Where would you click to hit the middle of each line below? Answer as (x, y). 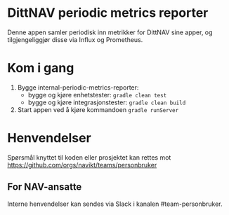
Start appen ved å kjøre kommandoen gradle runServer (98, 109)
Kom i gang (41, 68)
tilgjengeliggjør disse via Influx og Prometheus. (75, 39)
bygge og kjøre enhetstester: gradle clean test (97, 95)
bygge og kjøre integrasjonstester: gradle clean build (107, 102)
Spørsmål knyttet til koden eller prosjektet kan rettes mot (89, 157)
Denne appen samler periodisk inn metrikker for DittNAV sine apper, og (110, 32)
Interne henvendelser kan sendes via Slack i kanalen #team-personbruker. (115, 204)
